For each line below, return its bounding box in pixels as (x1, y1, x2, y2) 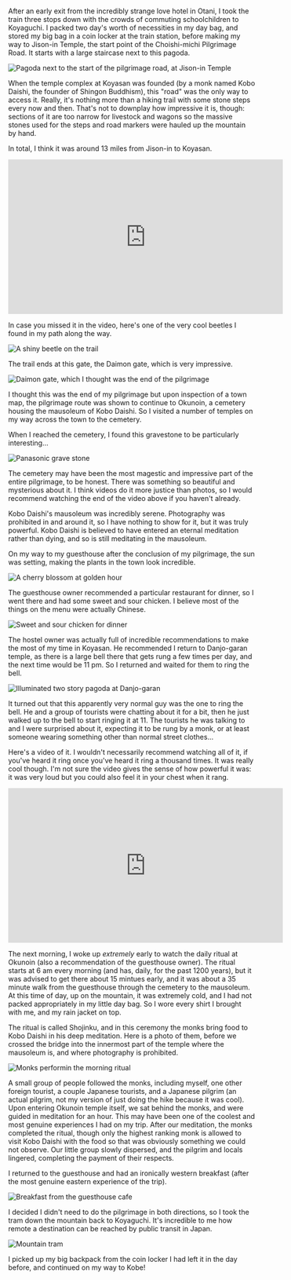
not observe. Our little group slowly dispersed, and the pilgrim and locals (8, 1145, 243, 1154)
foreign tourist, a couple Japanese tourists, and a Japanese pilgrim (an (8, 1087, 237, 1096)
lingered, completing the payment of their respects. (8, 1154, 174, 1163)
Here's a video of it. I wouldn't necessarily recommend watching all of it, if (8, 748, 249, 757)
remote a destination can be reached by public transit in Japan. (8, 1224, 213, 1234)
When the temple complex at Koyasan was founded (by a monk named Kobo (8, 79, 256, 88)
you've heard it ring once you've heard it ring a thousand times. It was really (8, 756, 254, 766)
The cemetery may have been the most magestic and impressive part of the (8, 469, 253, 478)
